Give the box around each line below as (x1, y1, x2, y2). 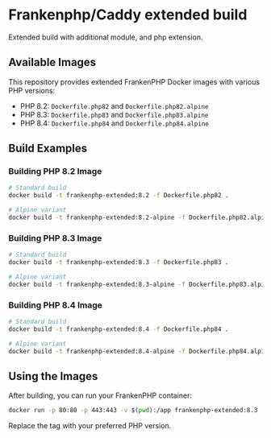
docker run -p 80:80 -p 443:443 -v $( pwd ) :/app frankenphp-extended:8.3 (8, 407, 258, 415)
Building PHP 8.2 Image (8, 166, 102, 177)
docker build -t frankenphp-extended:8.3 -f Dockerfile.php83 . (8, 258, 229, 267)
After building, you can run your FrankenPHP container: (8, 390, 192, 400)
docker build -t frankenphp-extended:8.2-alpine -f (8, 213, 186, 222)
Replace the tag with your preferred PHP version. (8, 421, 172, 431)
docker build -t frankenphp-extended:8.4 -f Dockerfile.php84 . (8, 324, 229, 333)
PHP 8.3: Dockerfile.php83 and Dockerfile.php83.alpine (19, 109, 209, 119)
